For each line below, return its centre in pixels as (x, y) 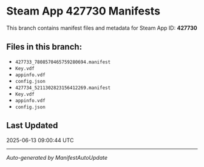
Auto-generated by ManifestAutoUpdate (57, 157)
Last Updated (32, 126)
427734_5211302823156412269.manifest (63, 88)
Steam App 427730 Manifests (83, 11)
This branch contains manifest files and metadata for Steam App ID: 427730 (102, 28)
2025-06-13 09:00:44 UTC (40, 140)
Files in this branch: (44, 47)
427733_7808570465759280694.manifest (63, 62)
